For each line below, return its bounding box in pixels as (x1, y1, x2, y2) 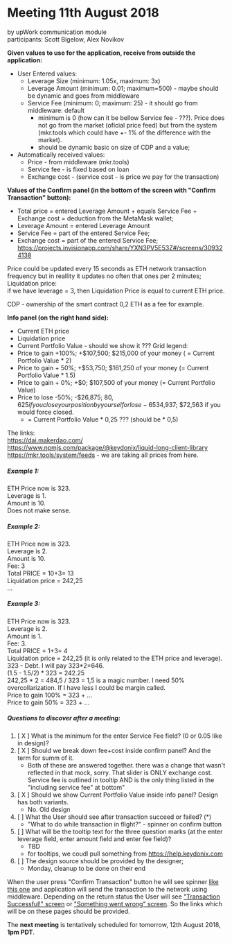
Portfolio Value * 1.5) (17, 371, 76, 379)
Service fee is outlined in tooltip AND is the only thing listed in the (27, 775, 215, 784)
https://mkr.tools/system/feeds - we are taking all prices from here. (7, 451, 199, 459)
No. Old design (27, 805, 71, 813)
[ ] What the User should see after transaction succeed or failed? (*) (17, 813, 212, 821)
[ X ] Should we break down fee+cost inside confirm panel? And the (17, 746, 211, 754)
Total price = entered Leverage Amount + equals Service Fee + (17, 207, 197, 215)
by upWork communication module (7, 28, 107, 36)
